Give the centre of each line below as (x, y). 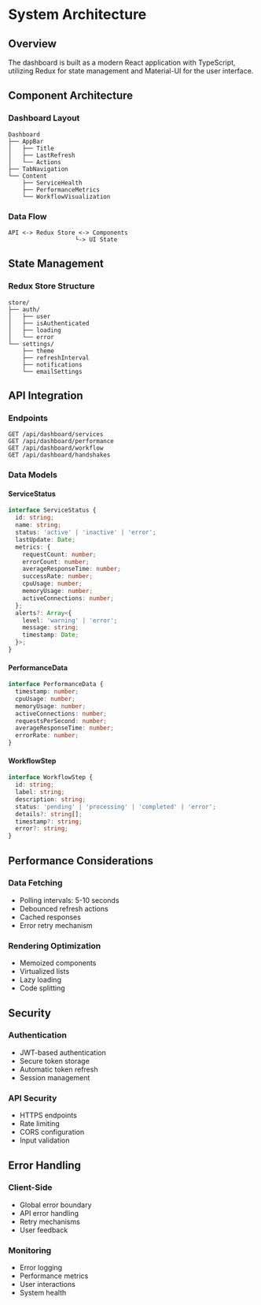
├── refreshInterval (56, 358)
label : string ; (40, 792)
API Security (33, 1098)
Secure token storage (55, 1061)
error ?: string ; (42, 829)
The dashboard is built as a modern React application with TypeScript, (122, 62)
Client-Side (30, 1188)
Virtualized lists (44, 971)
